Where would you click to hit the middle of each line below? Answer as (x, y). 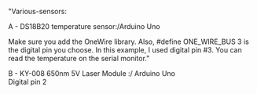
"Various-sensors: (37, 11)
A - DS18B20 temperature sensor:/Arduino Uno (84, 26)
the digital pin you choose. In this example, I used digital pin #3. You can (125, 50)
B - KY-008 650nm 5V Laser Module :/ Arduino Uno (92, 73)
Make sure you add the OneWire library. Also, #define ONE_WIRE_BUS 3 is (128, 42)
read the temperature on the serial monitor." (79, 58)
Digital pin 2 (28, 82)
